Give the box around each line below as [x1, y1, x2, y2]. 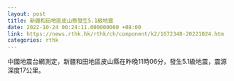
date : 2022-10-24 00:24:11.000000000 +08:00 [7, 23, 142, 31]
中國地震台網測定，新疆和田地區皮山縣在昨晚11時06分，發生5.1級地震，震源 [7, 58, 228, 66]
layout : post [7, 10, 46, 18]
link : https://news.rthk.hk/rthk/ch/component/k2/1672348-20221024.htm [7, 30, 224, 38]
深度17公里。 [7, 66, 45, 75]
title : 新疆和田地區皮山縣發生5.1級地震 [7, 17, 114, 24]
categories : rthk [7, 37, 59, 44]
